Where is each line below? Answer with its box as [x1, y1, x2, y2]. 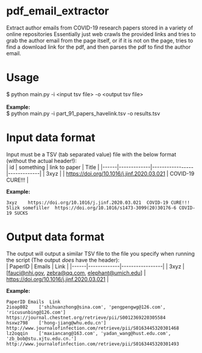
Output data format [6, 230, 104, 244]
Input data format [6, 131, 95, 145]
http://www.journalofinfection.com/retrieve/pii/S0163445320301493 [6, 341, 180, 347]
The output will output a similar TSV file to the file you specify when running [6, 250, 195, 257]
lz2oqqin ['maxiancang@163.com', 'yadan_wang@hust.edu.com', [6, 330, 171, 336]
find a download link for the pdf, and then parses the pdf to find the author [6, 43, 191, 51]
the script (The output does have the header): [6, 256, 119, 263]
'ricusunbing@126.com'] [6, 309, 66, 315]
